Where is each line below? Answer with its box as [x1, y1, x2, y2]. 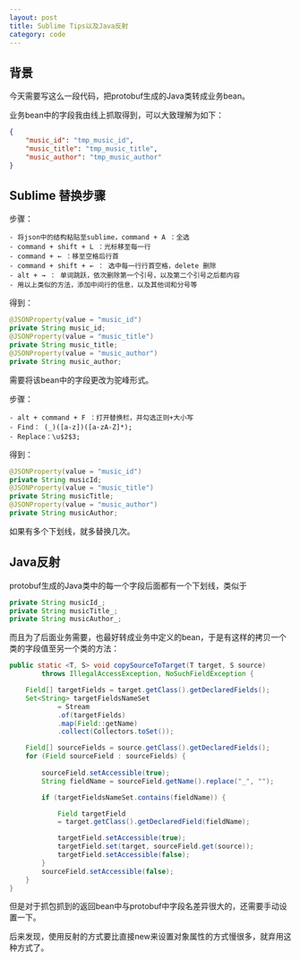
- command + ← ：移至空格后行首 [9, 252, 119, 261]
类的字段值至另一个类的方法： [9, 643, 119, 654]
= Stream [56, 702, 90, 711]
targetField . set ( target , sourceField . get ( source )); [56, 842, 254, 852]
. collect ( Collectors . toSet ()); [56, 727, 175, 736]
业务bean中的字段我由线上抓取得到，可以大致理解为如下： [9, 109, 225, 121]
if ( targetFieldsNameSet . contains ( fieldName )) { [41, 792, 227, 802]
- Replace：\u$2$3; [9, 432, 81, 441]
